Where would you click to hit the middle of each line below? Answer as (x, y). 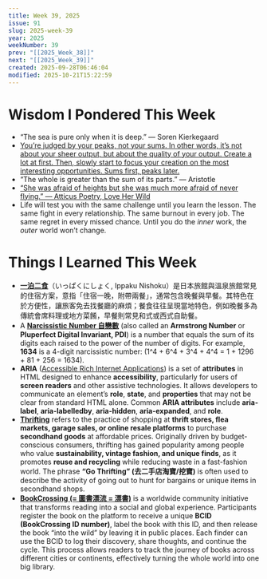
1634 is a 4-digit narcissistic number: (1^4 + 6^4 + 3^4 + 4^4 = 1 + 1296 (137, 351)
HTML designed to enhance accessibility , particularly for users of (128, 377)
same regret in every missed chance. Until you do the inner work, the (133, 221)
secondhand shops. (52, 489)
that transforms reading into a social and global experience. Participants (138, 507)
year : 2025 (26, 38)
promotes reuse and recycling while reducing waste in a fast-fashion (133, 462)
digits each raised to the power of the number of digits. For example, (132, 343)
